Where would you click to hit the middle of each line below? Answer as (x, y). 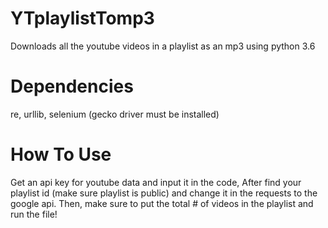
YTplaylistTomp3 (82, 18)
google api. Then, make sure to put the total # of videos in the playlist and (162, 203)
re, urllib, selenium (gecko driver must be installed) (115, 114)
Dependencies (72, 86)
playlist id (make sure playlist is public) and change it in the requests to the (164, 193)
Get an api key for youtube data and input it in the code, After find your (156, 182)
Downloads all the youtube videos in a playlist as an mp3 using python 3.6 (163, 46)
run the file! (34, 214)
